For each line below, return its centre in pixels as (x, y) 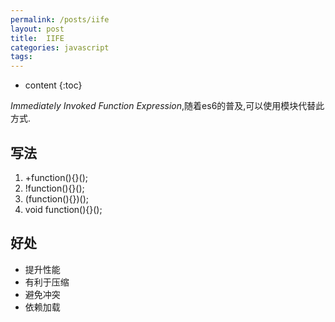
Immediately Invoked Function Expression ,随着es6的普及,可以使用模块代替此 (167, 106)
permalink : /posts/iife (60, 19)
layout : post (37, 29)
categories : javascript (60, 47)
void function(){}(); (63, 209)
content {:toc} (53, 85)
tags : (21, 57)
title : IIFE (37, 38)
